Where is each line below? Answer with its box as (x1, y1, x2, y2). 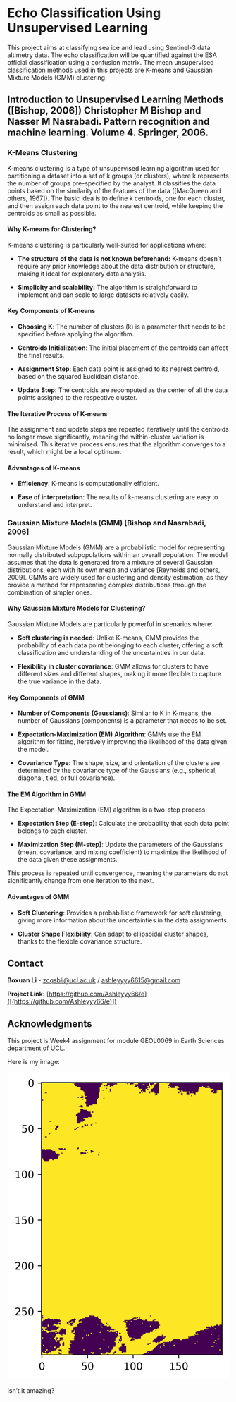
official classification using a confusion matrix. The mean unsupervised (7, 58, 214, 66)
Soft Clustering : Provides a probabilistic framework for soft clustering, (17, 908, 223, 917)
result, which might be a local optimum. (7, 448, 122, 456)
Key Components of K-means (7, 307, 96, 315)
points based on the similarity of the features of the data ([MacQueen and (7, 186, 221, 195)
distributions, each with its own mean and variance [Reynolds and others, (7, 566, 221, 574)
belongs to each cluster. (17, 827, 88, 835)
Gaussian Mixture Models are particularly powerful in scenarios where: (7, 619, 213, 628)
